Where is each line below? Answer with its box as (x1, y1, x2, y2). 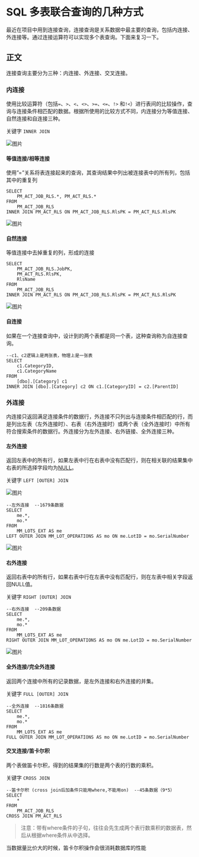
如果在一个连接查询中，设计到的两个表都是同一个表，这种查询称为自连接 (6, 332, 182, 339)
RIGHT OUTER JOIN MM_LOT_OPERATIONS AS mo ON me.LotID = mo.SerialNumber (6, 637, 192, 643)
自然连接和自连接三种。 (6, 115, 63, 122)
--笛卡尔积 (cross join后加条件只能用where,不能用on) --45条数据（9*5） (6, 787, 175, 793)
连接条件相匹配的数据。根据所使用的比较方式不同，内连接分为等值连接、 (16, 108, 193, 115)
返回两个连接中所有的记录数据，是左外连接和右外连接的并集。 (6, 678, 157, 685)
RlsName (17, 277, 36, 283)
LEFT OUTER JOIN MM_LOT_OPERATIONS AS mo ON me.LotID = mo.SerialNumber (6, 534, 190, 540)
